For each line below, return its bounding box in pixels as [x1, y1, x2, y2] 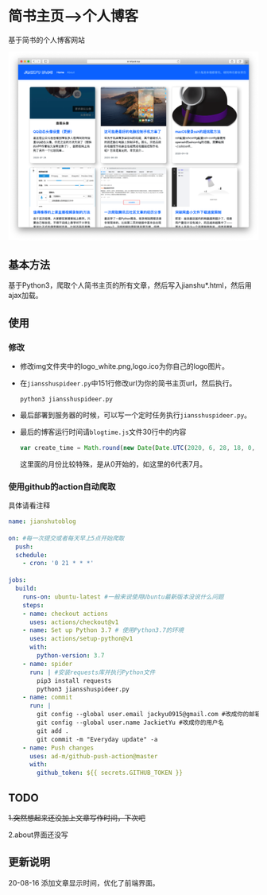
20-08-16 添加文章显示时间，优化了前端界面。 [8, 878, 161, 887]
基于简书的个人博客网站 [8, 35, 85, 45]
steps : [22, 601, 44, 609]
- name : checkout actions [22, 610, 109, 618]
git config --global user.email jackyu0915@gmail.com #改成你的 [37, 711, 250, 719]
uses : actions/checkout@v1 [29, 618, 119, 626]
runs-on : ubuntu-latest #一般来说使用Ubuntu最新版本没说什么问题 [22, 593, 224, 601]
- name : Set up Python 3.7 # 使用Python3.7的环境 [22, 626, 184, 634]
